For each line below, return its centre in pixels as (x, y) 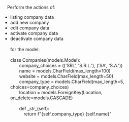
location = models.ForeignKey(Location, (61, 92)
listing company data (32, 17)
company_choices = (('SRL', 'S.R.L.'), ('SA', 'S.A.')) (71, 66)
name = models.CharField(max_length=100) (65, 71)
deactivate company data (37, 38)
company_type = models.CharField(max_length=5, (72, 82)
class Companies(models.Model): (45, 60)
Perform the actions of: (31, 7)
